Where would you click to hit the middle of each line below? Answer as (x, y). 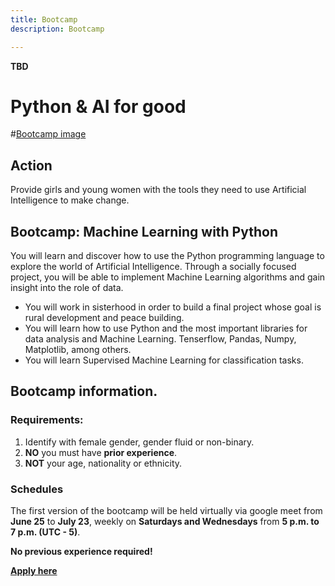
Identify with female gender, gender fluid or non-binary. (139, 442)
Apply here (34, 571)
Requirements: (47, 420)
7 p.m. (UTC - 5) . (45, 532)
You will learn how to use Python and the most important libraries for (166, 328)
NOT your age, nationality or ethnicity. (103, 463)
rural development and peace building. (104, 318)
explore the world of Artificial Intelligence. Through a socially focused (153, 267)
